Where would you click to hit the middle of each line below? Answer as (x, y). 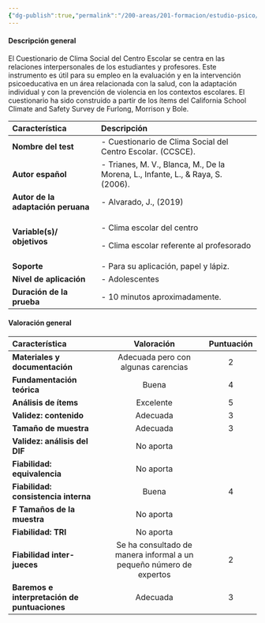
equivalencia (37, 474)
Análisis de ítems (45, 402)
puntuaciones (39, 607)
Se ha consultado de (155, 545)
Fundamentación (45, 380)
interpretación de (45, 598)
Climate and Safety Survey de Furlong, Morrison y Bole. (99, 108)
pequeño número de (155, 564)
